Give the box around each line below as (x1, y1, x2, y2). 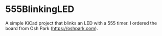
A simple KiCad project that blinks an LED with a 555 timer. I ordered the (5, 20, 157, 26)
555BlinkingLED (5, 3, 75, 15)
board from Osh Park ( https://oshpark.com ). (5, 25, 98, 31)
